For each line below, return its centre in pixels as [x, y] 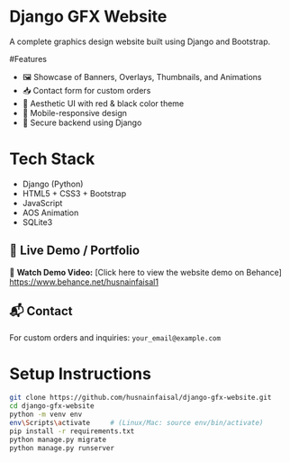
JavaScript [42, 203]
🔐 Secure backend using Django [82, 122]
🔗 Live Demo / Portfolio [75, 251]
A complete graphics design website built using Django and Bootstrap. [140, 41]
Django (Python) [53, 184]
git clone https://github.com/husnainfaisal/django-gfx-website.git [140, 398]
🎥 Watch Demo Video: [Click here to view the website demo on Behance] [145, 272]
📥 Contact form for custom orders [86, 90]
